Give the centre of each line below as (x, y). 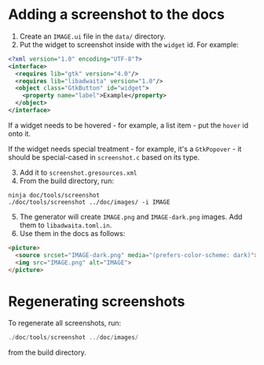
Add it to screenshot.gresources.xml (78, 172)
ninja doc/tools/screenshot (54, 195)
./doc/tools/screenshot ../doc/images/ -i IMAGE (89, 202)
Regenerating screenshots (97, 301)
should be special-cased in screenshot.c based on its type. (104, 157)
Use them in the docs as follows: (72, 233)
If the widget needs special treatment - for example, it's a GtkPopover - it (125, 149)
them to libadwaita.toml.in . (66, 225)
